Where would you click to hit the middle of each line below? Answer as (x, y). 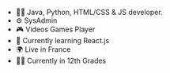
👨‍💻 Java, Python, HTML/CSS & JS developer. (89, 12)
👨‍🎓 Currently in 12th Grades (61, 60)
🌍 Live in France (43, 49)
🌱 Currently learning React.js (62, 40)
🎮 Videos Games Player (55, 29)
